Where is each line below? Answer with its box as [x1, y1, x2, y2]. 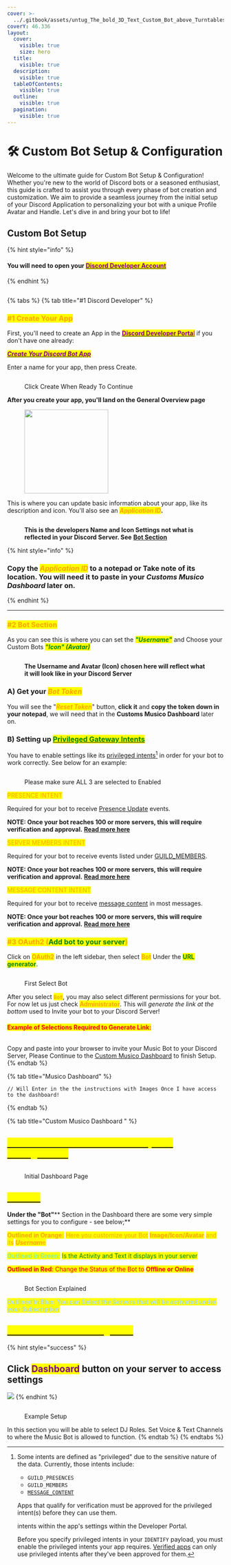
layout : [7, 29, 30, 36]
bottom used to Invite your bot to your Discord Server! [7, 1007, 160, 1016]
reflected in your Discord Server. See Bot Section [24, 533, 167, 541]
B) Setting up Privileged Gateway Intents [7, 734, 146, 744]
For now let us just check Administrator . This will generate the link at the [7, 1000, 214, 1009]
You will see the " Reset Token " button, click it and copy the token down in [7, 702, 220, 711]
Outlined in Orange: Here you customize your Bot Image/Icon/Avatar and [7, 1230, 217, 1239]
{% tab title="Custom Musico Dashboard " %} [7, 1117, 137, 1126]
